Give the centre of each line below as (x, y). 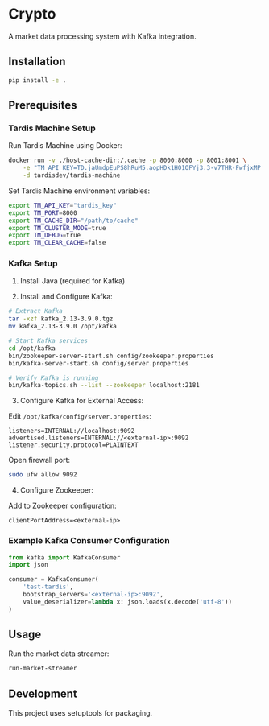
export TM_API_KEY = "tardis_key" (62, 205)
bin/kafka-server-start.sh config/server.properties (99, 363)
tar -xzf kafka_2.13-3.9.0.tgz (61, 319)
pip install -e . (37, 80)
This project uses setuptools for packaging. (81, 713)
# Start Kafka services (48, 341)
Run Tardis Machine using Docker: (65, 146)
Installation (37, 62)
